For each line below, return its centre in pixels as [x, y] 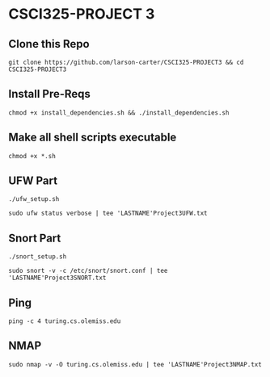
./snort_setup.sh [38, 257]
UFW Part [33, 181]
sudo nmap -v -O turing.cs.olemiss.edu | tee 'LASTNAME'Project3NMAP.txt [135, 364]
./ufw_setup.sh [34, 199]
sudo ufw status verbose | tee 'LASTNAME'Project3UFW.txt [108, 214]
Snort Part [35, 238]
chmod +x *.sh [32, 156]
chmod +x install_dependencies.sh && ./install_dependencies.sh [119, 113]
